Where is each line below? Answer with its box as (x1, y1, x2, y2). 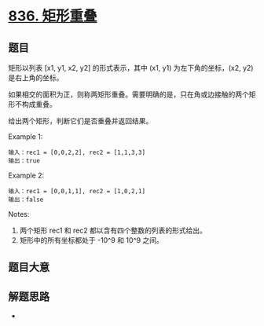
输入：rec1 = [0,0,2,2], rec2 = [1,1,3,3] (8, 148, 146, 156)
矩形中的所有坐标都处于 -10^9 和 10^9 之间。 (19, 236, 163, 244)
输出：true (8, 157, 41, 165)
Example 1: (8, 132, 43, 141)
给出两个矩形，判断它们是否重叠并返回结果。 (8, 116, 153, 126)
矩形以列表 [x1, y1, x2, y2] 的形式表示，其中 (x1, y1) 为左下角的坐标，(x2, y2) (8, 64, 254, 72)
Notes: (8, 210, 30, 218)
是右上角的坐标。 (8, 73, 64, 82)
